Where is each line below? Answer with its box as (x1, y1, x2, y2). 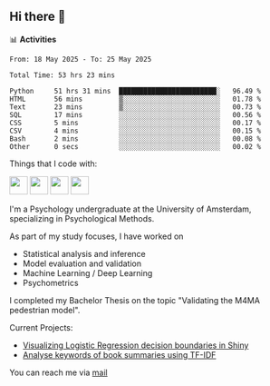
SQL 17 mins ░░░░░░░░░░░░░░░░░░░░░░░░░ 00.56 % (9, 110, 261, 119)
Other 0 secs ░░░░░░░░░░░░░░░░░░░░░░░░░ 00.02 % (9, 142, 261, 151)
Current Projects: (9, 322, 73, 332)
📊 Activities (9, 34, 57, 45)
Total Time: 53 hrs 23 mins (9, 70, 116, 80)
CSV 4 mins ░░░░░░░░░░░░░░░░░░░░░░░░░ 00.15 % (9, 126, 261, 135)
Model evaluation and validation (22, 258, 142, 269)
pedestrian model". (9, 304, 81, 315)
